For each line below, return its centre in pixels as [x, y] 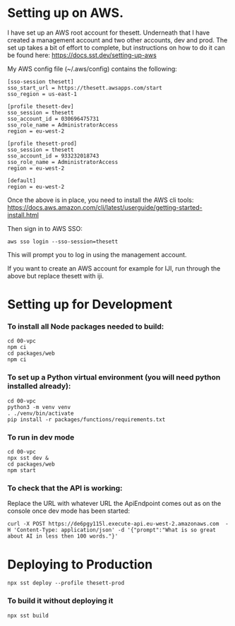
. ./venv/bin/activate [41, 413]
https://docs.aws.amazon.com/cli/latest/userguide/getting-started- [105, 207]
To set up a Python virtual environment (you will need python [114, 377]
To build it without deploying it [60, 601]
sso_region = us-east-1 [42, 94]
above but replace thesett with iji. [56, 276]
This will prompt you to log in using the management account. [97, 254]
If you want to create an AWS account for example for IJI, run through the [114, 268]
